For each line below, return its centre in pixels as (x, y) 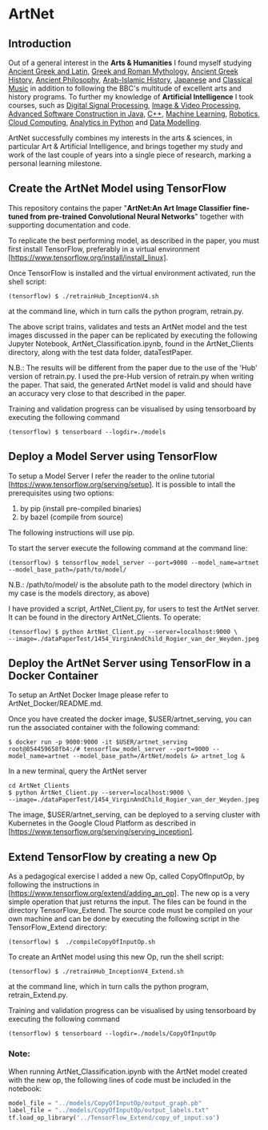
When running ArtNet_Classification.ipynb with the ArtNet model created (128, 1071)
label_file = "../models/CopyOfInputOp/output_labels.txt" (109, 1111)
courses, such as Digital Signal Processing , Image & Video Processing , (125, 105)
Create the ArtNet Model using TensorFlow (117, 189)
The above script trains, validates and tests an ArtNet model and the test (128, 326)
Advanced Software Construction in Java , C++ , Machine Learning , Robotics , (134, 114)
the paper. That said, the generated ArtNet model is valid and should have (130, 385)
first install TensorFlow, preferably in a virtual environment (104, 248)
